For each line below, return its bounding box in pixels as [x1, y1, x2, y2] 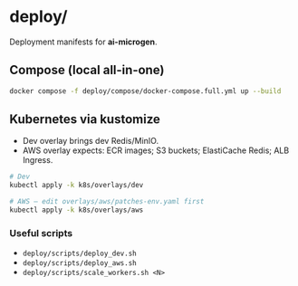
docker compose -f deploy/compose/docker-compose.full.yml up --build [9, 86, 282, 96]
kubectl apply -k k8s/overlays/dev [9, 181, 144, 190]
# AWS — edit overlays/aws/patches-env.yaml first [9, 197, 205, 206]
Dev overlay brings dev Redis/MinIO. [22, 136, 159, 147]
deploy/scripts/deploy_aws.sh [22, 259, 138, 268]
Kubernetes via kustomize [9, 111, 161, 128]
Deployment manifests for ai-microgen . [9, 36, 158, 47]
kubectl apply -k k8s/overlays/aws [9, 205, 144, 214]
